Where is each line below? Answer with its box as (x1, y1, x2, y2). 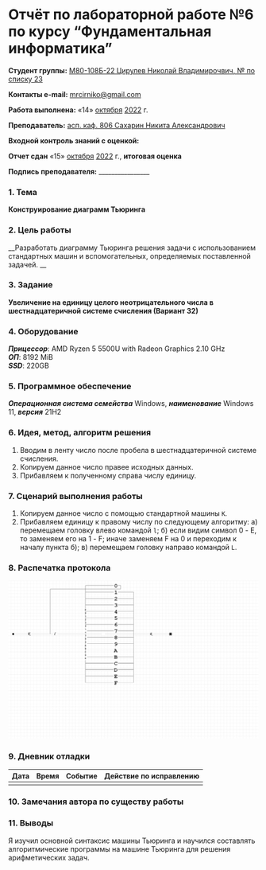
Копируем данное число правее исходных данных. (19, 462, 194, 471)
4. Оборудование (8, 326, 79, 337)
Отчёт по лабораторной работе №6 (8, 6, 254, 24)
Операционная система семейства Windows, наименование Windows (8, 399, 254, 408)
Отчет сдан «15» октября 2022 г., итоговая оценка (8, 151, 183, 161)
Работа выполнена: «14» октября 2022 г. (8, 105, 148, 115)
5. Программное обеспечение (8, 380, 132, 392)
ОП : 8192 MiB (8, 353, 53, 362)
